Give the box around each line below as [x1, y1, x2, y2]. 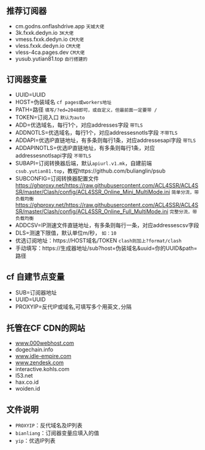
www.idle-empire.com [15, 353, 72, 360]
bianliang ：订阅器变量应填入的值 [15, 429, 100, 437]
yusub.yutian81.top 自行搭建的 [15, 54, 88, 62]
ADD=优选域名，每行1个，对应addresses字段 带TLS [15, 121, 143, 129]
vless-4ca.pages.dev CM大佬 [15, 48, 85, 56]
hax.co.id [15, 378, 39, 386]
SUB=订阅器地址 [15, 289, 57, 296]
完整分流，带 [169, 209, 198, 215]
